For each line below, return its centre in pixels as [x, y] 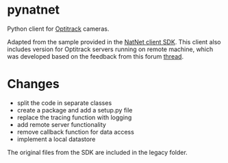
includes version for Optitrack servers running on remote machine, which [110, 49]
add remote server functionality [61, 124]
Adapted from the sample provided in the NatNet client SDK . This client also [114, 42]
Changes [33, 84]
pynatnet [34, 10]
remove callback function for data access [76, 132]
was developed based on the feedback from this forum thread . [95, 56]
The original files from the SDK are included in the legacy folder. [98, 152]
